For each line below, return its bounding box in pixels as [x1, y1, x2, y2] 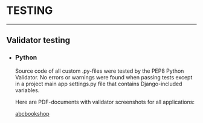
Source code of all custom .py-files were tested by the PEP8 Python [14, 67, 184, 75]
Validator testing [6, 35, 71, 45]
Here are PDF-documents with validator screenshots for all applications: [14, 98, 195, 105]
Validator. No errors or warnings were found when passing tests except [14, 73, 193, 81]
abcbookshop [14, 110, 50, 117]
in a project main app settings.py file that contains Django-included [14, 80, 182, 87]
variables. [14, 86, 40, 94]
